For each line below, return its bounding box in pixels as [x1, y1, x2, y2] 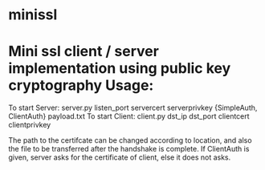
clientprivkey [8, 120, 51, 130]
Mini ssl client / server [8, 42, 159, 61]
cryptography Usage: [8, 76, 154, 95]
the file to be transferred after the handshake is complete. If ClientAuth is [8, 144, 250, 154]
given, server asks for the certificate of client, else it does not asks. [8, 152, 231, 162]
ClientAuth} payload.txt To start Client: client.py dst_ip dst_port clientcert [8, 111, 251, 121]
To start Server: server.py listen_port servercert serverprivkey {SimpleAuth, [8, 103, 258, 113]
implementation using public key [8, 59, 231, 78]
